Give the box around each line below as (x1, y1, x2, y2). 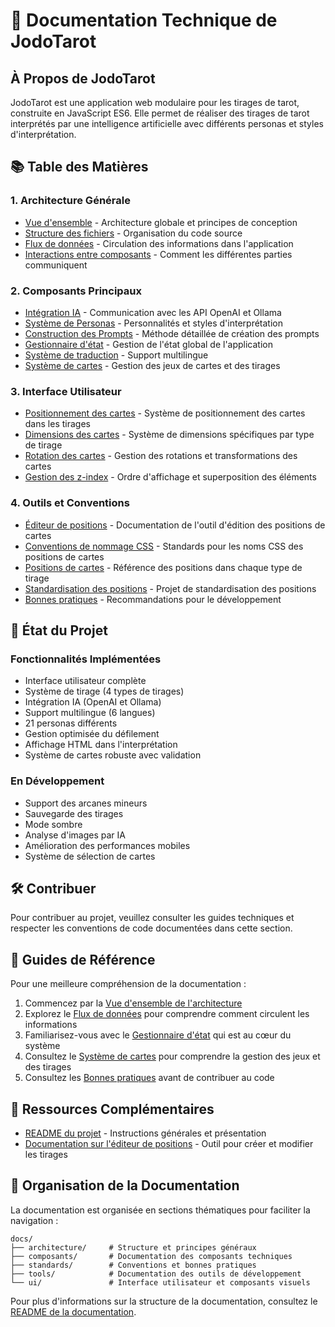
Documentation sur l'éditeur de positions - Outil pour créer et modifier (24, 1138, 314, 1149)
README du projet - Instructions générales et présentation (24, 1127, 267, 1139)
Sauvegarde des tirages (24, 807, 124, 819)
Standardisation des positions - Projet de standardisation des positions (24, 582, 317, 594)
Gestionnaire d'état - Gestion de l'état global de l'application (24, 338, 274, 350)
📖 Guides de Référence (10, 951, 156, 968)
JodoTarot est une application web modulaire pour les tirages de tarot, (10, 97, 300, 108)
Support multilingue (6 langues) (24, 707, 156, 719)
